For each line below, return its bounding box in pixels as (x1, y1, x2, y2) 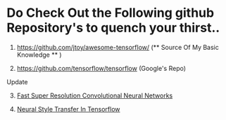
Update (6, 77, 29, 86)
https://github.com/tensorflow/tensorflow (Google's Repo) (16, 64, 187, 72)
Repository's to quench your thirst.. (6, 20, 220, 36)
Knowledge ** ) (16, 51, 62, 59)
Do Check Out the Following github (6, 5, 215, 21)
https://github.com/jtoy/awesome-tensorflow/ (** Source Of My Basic (16, 43, 220, 51)
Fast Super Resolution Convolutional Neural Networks (16, 91, 173, 100)
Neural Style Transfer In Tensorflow (16, 105, 120, 113)
